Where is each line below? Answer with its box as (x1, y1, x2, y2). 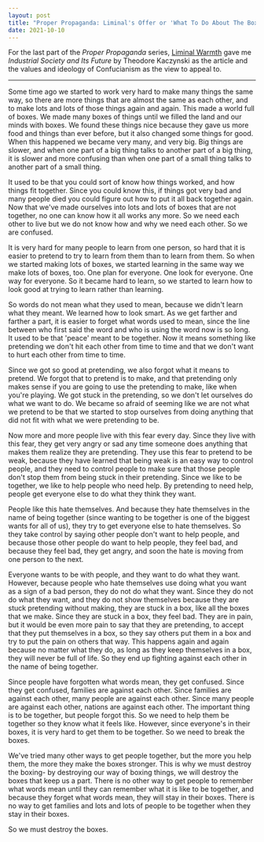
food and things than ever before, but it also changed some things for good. (8, 129, 254, 138)
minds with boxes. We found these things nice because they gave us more (8, 120, 249, 130)
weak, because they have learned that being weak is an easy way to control (8, 456, 254, 465)
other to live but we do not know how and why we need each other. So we (8, 220, 248, 229)
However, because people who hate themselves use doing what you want (8, 578, 247, 588)
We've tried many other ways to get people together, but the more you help (8, 751, 251, 760)
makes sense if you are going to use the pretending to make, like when (8, 382, 237, 392)
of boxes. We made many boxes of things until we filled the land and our (8, 112, 242, 122)
